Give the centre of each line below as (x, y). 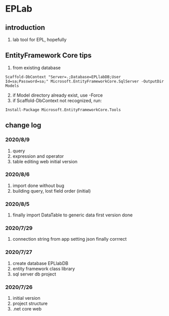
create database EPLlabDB (40, 263)
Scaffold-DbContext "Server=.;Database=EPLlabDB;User (63, 77)
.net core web (27, 308)
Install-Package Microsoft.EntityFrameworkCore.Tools (63, 110)
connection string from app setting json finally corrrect (70, 239)
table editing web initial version (45, 161)
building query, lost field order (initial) (52, 191)
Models (12, 86)
